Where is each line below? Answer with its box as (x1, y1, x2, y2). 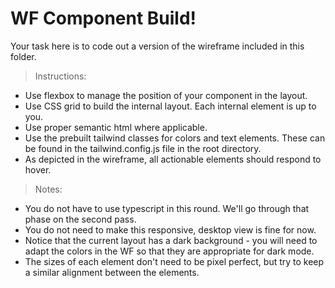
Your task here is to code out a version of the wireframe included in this (10, 40, 305, 52)
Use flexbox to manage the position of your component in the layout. (24, 89, 308, 101)
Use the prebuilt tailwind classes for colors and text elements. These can (24, 132, 326, 144)
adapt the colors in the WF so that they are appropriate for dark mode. (24, 245, 315, 257)
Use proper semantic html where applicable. (24, 121, 208, 133)
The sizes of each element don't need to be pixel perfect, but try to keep (24, 255, 325, 267)
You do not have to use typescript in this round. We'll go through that (24, 202, 310, 214)
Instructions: (34, 70, 87, 82)
